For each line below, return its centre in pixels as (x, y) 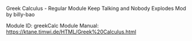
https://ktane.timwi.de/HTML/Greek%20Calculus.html (71, 32)
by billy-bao (21, 14)
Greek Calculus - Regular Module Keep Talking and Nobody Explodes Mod (96, 8)
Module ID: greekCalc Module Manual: (52, 26)
